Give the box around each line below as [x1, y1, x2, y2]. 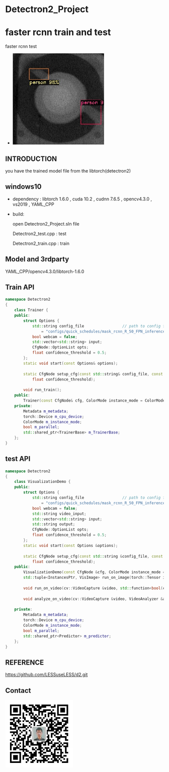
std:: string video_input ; [32, 511, 87, 516]
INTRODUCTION [5, 154, 57, 163]
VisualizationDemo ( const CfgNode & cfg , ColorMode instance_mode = [23, 570, 165, 575]
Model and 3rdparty [5, 255, 69, 263]
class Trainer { [14, 308, 49, 313]
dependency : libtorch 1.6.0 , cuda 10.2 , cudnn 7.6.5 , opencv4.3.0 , [12, 196, 152, 202]
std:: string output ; [32, 522, 75, 527]
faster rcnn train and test [5, 27, 111, 38]
